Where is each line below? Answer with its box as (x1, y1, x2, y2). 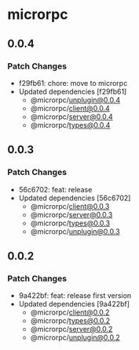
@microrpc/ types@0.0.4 (30, 120, 111, 129)
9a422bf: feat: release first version (18, 291, 132, 300)
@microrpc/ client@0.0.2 (30, 307, 110, 317)
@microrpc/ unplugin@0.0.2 (30, 333, 121, 342)
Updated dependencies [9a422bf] (18, 300, 130, 309)
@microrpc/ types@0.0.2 (30, 316, 111, 326)
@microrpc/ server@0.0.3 (30, 210, 113, 219)
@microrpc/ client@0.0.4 (30, 103, 111, 113)
